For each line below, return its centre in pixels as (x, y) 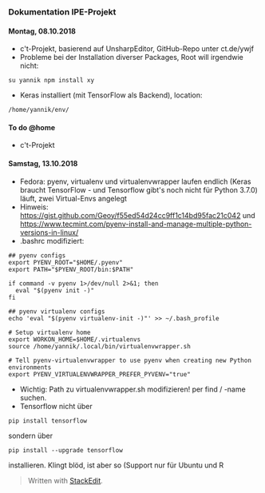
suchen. (33, 397)
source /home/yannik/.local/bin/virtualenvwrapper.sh (100, 346)
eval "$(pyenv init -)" (55, 290)
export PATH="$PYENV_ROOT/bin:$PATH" (71, 269)
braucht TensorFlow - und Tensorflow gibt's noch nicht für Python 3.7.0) (138, 189)
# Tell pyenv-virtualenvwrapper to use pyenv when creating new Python (130, 360)
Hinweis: (34, 207)
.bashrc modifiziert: (52, 241)
